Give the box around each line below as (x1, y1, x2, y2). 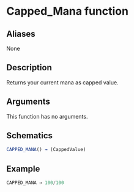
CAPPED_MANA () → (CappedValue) (6, 147, 86, 153)
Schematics (6, 130, 53, 141)
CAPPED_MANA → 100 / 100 (6, 180, 64, 186)
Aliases (6, 29, 35, 39)
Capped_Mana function (6, 4, 128, 18)
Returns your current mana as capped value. (6, 78, 119, 86)
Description (6, 62, 52, 73)
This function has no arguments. (6, 113, 88, 120)
